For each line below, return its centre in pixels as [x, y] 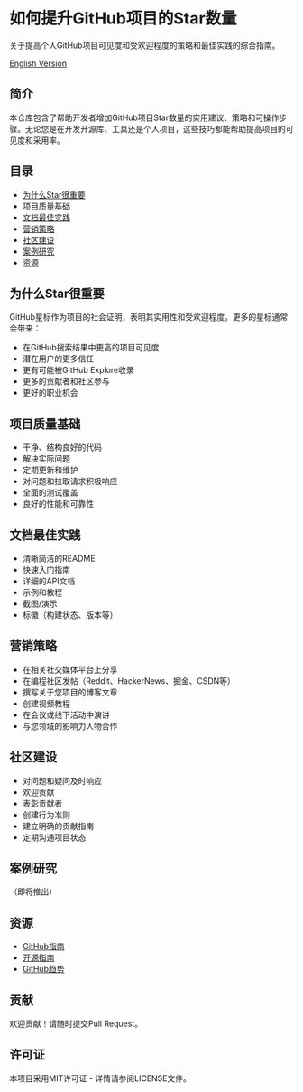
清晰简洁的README [59, 558]
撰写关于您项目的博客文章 [70, 692]
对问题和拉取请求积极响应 [70, 481]
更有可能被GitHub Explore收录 [78, 370]
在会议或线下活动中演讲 [66, 714]
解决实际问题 [46, 459]
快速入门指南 [46, 569]
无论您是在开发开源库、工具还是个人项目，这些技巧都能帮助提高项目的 [155, 128]
